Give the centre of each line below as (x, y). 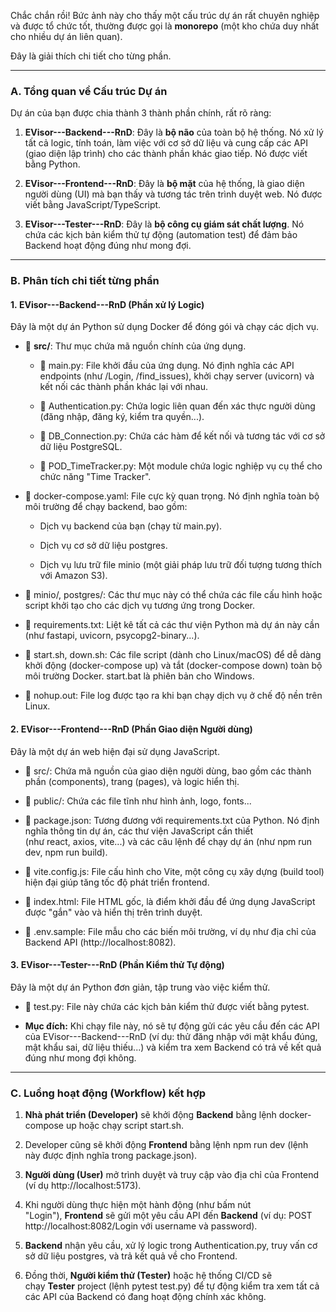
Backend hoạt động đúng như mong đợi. (108, 246)
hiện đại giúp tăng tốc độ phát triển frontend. (117, 882)
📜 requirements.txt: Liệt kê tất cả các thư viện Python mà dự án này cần (172, 625)
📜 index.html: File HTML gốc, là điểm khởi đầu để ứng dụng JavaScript (170, 901)
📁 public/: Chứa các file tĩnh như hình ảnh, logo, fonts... (138, 801)
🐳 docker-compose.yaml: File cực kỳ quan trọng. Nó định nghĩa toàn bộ (172, 496)
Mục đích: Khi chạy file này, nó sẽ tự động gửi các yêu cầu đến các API (172, 1026)
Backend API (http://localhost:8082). (100, 942)
